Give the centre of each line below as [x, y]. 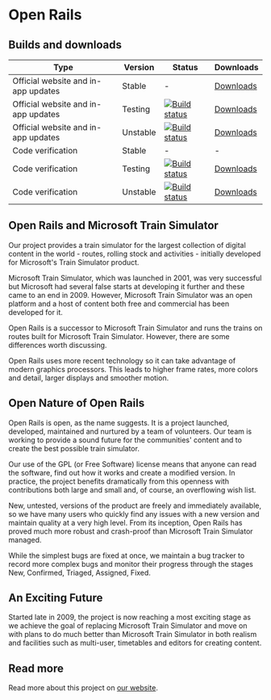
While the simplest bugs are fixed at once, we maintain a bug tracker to [127, 555]
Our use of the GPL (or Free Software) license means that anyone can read [132, 464]
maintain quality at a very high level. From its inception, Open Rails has [125, 522]
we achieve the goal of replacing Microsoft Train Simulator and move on [128, 626]
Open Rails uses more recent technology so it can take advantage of [122, 360]
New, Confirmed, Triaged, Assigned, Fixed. [80, 572]
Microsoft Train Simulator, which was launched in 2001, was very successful [135, 278]
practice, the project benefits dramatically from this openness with [119, 481]
